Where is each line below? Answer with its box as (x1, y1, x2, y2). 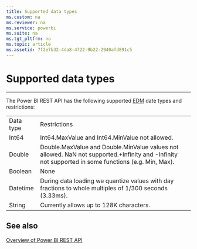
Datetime (9, 184, 34, 192)
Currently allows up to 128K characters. (40, 201, 151, 209)
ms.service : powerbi (6, 25, 57, 31)
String (9, 201, 26, 209)
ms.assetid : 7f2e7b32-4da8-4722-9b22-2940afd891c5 (6, 47, 133, 53)
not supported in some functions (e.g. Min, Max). (40, 157, 175, 166)
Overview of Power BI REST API (6, 236, 83, 244)
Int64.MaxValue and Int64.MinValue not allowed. (40, 133, 174, 142)
